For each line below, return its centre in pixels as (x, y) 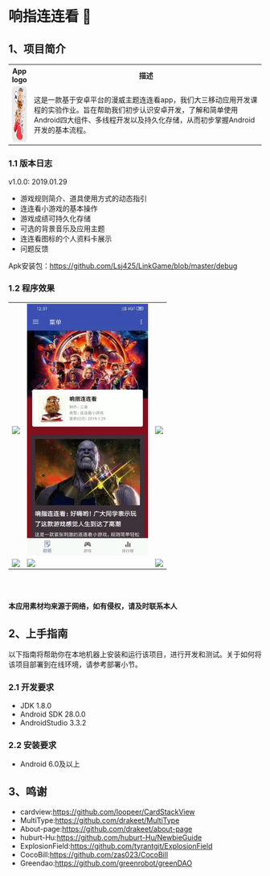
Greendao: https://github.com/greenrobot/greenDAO (106, 863)
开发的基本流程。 (62, 130)
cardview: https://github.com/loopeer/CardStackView (107, 812)
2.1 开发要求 (31, 688)
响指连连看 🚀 (50, 17)
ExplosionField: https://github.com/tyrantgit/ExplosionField (116, 845)
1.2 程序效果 (32, 288)
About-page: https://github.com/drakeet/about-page (106, 828)
